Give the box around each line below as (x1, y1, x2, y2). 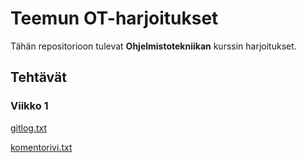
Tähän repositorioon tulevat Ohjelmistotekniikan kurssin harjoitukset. (10, 40, 297, 52)
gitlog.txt (10, 122, 48, 134)
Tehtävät (10, 69, 67, 86)
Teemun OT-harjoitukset (10, 7, 219, 30)
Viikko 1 (10, 99, 49, 113)
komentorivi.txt (10, 141, 73, 153)
